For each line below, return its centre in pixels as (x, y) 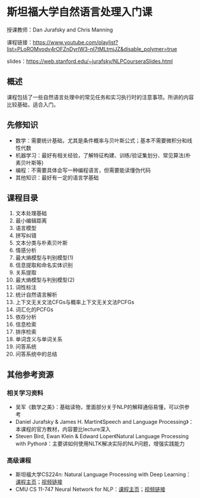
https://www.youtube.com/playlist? (75, 42)
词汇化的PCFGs (34, 309)
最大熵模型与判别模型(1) (44, 258)
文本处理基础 (31, 213)
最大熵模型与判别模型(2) (45, 280)
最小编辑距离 (31, 221)
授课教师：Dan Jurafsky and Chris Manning (60, 30)
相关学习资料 (25, 393)
